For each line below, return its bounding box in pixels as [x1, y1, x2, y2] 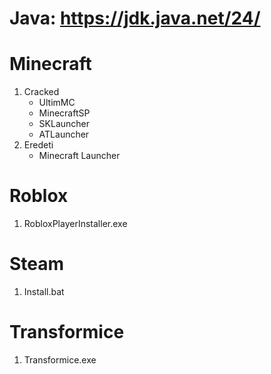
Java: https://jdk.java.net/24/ [9, 7, 261, 30]
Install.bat [23, 286, 65, 297]
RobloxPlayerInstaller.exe [23, 218, 128, 230]
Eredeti [23, 139, 54, 151]
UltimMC [38, 97, 76, 109]
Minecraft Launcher [38, 150, 121, 162]
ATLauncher [38, 128, 90, 141]
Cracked [23, 86, 60, 98]
